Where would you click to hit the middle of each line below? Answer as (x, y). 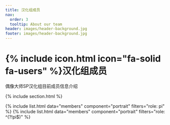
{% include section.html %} (34, 96)
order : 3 (19, 19)
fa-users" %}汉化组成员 (56, 71)
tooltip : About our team (36, 24)
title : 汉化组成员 (23, 10)
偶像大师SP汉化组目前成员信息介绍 (41, 86)
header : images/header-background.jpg (46, 29)
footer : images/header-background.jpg (46, 34)
